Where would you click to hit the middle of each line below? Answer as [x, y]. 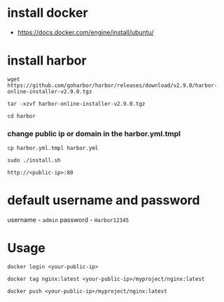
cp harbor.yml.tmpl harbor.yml [53, 149]
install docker [48, 13]
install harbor [47, 61]
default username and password [104, 200]
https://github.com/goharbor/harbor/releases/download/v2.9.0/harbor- [112, 85]
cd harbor [22, 116]
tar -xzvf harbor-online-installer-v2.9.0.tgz [76, 104]
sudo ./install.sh [34, 160]
